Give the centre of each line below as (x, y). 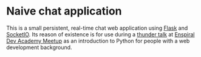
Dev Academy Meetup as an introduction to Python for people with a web (98, 41)
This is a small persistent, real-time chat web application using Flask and (97, 28)
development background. (39, 47)
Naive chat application (64, 11)
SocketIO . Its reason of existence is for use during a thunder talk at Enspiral (101, 34)
